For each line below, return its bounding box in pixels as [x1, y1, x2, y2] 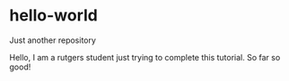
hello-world [9, 5, 99, 26]
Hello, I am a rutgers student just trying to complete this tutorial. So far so [9, 52, 281, 62]
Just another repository [9, 35, 97, 45]
